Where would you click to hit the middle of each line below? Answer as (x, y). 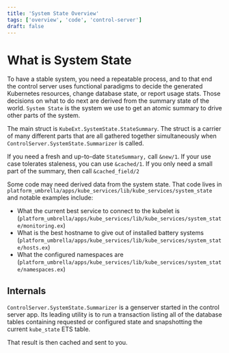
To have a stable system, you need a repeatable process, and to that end (110, 79)
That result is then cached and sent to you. (67, 343)
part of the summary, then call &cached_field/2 (73, 171)
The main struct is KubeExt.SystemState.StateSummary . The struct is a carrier (114, 129)
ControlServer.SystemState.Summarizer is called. (76, 143)
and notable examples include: (50, 198)
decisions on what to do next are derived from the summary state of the (108, 101)
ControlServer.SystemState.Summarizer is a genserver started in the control (113, 307)
